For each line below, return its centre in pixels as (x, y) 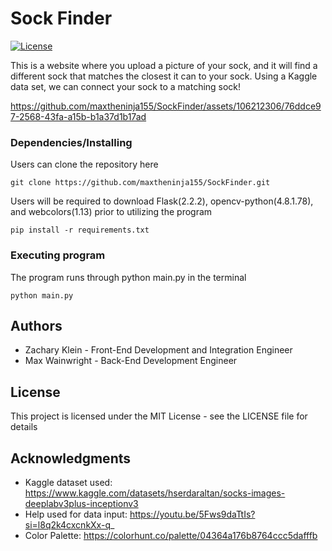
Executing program (58, 255)
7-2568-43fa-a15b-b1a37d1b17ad (78, 116)
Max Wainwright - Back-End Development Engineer (131, 361)
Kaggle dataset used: (68, 482)
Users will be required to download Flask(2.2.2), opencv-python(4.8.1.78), (162, 201)
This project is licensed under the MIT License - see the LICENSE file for (159, 416)
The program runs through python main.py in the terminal (128, 277)
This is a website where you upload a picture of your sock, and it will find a (164, 65)
